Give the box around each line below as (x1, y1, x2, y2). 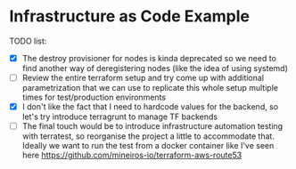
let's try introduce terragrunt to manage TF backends (21, 111, 218, 122)
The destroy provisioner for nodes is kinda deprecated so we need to (21, 52, 276, 63)
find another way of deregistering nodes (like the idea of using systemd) (21, 63, 288, 73)
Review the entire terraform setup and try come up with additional (21, 73, 265, 83)
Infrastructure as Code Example (9, 6, 251, 27)
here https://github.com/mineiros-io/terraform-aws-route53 (21, 149, 243, 161)
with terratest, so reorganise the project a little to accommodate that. (21, 131, 275, 141)
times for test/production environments (21, 92, 167, 103)
